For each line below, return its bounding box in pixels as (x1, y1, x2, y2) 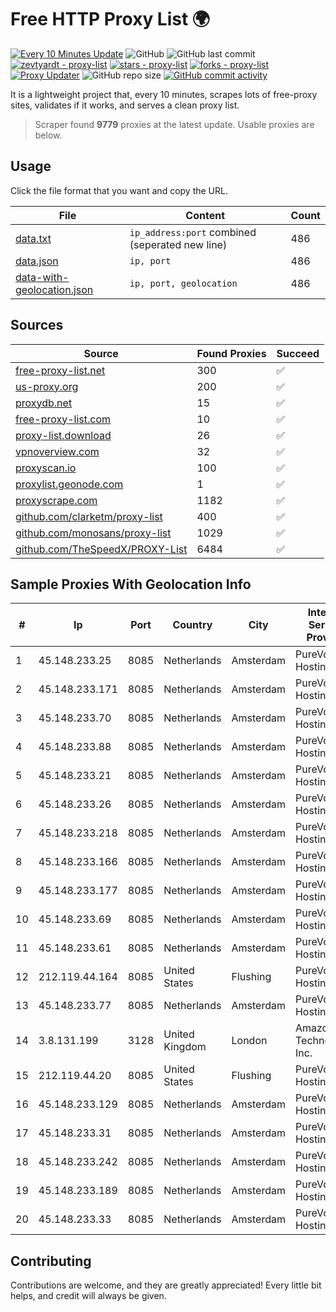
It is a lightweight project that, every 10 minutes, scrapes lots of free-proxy (10, 88, 318, 100)
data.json (15, 254, 59, 268)
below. (34, 129, 63, 141)
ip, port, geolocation (129, 277, 238, 289)
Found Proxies (196, 346, 267, 360)
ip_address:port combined (129, 225, 257, 239)
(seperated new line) (129, 237, 228, 251)
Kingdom (163, 1040, 207, 1054)
